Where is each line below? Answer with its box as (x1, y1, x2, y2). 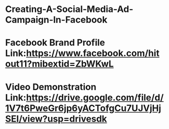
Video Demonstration (5, 81, 97, 92)
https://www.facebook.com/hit (26, 47, 160, 59)
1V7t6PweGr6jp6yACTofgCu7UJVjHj (5, 102, 161, 113)
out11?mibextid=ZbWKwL (5, 58, 114, 69)
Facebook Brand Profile (5, 37, 106, 48)
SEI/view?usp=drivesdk (5, 113, 107, 124)
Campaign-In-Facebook (5, 14, 108, 25)
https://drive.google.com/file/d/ (26, 91, 164, 103)
